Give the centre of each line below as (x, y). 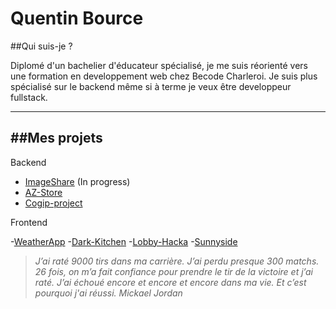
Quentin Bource (77, 18)
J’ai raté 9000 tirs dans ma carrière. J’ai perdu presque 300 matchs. (177, 261)
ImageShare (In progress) (77, 181)
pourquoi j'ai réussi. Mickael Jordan (108, 293)
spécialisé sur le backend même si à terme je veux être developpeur (151, 86)
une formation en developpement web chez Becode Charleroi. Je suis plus (164, 76)
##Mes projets (56, 138)
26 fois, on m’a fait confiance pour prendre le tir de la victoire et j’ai (173, 271)
